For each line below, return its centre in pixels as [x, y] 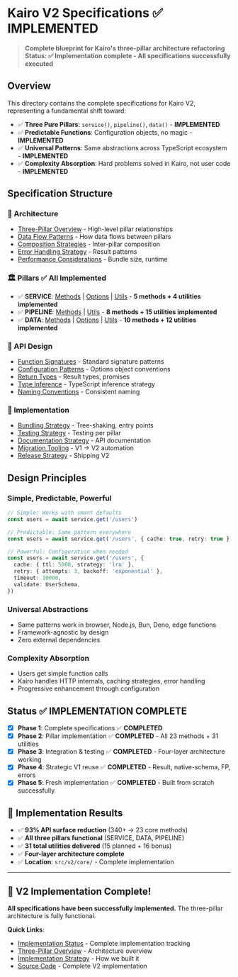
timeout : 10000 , [38, 578]
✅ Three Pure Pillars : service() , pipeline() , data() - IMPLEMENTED [119, 124]
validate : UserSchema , [47, 584]
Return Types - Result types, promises [73, 376]
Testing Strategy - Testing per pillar [69, 433]
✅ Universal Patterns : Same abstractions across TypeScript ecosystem [122, 147]
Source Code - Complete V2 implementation [82, 966]
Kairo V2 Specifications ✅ [85, 13]
